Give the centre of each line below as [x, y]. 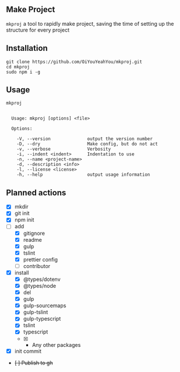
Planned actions [36, 192]
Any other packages [56, 345]
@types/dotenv [42, 279]
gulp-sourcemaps [45, 305]
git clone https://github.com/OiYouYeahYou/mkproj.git [74, 62]
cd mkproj [18, 67]
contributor [37, 266]
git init [22, 213]
